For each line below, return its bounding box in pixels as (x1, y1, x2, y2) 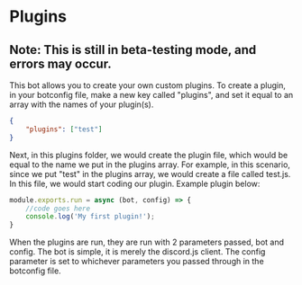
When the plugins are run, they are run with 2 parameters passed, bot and (9, 236, 285, 248)
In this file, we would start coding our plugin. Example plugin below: (9, 178, 261, 189)
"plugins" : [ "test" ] (25, 124, 103, 134)
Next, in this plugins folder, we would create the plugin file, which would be (9, 149, 288, 160)
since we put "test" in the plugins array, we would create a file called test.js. (9, 168, 291, 179)
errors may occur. (9, 56, 112, 71)
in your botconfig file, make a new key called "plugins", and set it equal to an (9, 90, 294, 100)
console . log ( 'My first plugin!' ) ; (25, 212, 155, 221)
